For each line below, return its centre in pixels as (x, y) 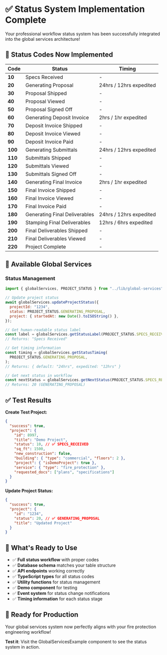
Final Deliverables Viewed (56, 239)
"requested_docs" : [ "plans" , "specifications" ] (64, 472)
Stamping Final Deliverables (58, 222)
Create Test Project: (26, 412)
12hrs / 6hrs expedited (126, 222)
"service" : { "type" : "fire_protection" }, (60, 467)
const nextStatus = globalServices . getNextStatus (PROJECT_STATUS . (75, 380)
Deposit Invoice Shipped (54, 125)
